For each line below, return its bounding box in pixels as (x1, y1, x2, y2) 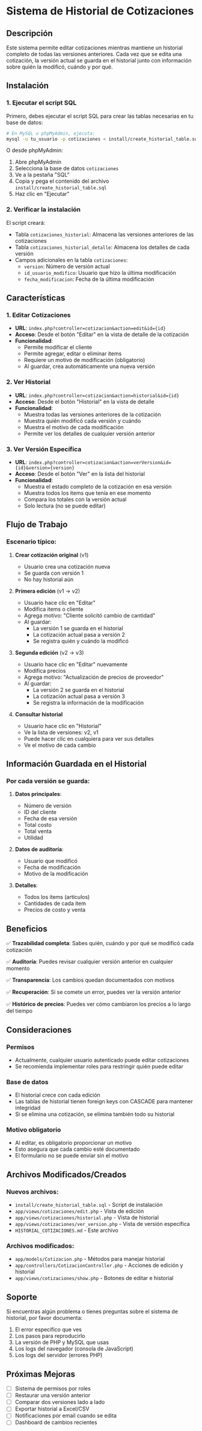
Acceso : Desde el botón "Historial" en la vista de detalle (14, 398, 155, 405)
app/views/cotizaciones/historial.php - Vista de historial (14, 1214, 159, 1221)
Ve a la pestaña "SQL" (14, 171, 70, 179)
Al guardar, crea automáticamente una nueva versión (23, 363, 155, 370)
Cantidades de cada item (23, 900, 86, 907)
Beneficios (6, 924, 47, 934)
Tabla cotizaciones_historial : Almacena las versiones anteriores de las (14, 230, 194, 238)
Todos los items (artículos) (23, 893, 90, 901)
